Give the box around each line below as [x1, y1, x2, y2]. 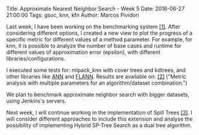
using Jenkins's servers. [6, 97, 67, 104]
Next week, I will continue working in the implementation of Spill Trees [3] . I [6, 109, 193, 116]
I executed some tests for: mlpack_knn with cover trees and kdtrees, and [6, 67, 186, 74]
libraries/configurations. [6, 55, 66, 62]
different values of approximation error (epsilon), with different [6, 49, 161, 56]
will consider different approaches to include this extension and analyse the [6, 115, 193, 122]
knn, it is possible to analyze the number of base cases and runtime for [6, 42, 182, 49]
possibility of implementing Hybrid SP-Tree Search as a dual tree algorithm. [6, 122, 192, 128]
